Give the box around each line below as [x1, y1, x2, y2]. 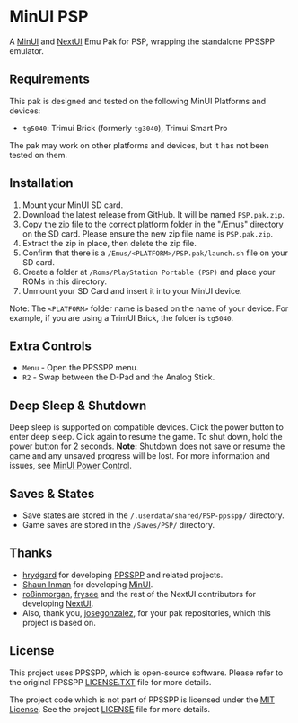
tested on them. [9, 149, 68, 160]
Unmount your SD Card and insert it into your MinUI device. [22, 285, 242, 296]
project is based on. [22, 617, 96, 628]
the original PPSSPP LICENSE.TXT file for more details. [9, 676, 212, 687]
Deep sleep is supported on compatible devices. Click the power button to [9, 422, 285, 433]
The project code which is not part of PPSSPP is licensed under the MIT [9, 694, 276, 705]
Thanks [9, 546, 53, 561]
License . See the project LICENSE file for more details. [9, 703, 211, 714]
